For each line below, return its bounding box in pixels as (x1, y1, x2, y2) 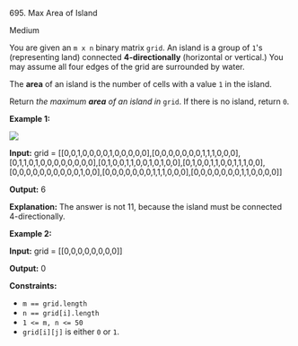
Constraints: (9, 281, 57, 290)
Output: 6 (9, 184, 47, 195)
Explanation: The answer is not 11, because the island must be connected (9, 202, 283, 212)
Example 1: (9, 114, 51, 124)
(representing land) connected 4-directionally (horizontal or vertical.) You (9, 52, 285, 62)
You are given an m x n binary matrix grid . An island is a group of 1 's (9, 42, 263, 53)
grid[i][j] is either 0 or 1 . (22, 326, 119, 337)
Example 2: (9, 229, 52, 238)
